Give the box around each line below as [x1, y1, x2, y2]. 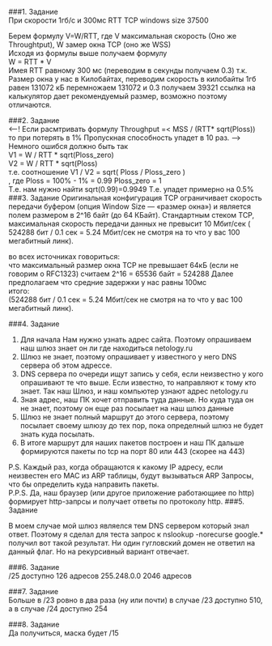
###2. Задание [8, 116, 60, 125]
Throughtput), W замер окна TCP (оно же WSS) [8, 40, 172, 49]
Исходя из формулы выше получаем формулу [8, 49, 168, 57]
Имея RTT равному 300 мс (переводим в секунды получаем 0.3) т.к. [8, 66, 248, 75]
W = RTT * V [8, 57, 52, 66]
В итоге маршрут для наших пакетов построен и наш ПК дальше [19, 438, 244, 448]
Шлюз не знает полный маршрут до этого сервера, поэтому [19, 412, 229, 422]
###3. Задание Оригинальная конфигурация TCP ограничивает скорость [8, 193, 262, 202]
